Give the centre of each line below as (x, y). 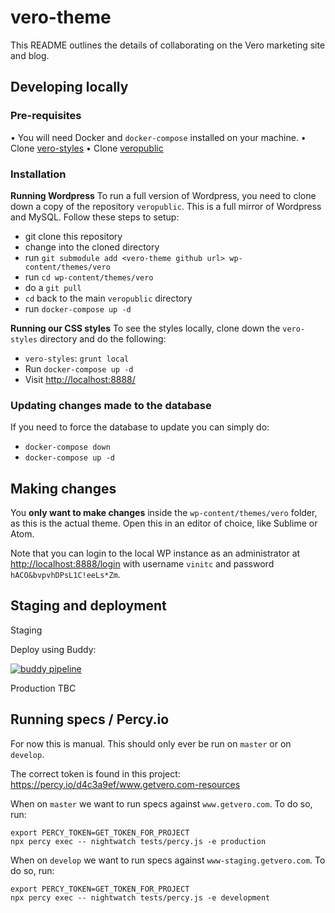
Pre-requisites (46, 116)
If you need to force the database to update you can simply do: (140, 427)
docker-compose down (67, 447)
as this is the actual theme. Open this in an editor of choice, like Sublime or (164, 523)
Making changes (63, 488)
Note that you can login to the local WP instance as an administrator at (155, 553)
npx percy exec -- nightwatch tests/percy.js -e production (138, 841)
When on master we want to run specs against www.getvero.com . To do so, (161, 803)
